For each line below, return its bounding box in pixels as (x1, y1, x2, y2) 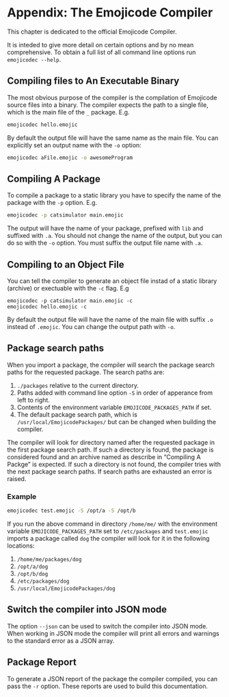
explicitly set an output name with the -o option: (7, 140, 142, 149)
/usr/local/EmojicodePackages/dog (16, 585, 116, 592)
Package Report (7, 657, 77, 668)
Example (7, 491, 37, 501)
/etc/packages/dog (16, 578, 70, 585)
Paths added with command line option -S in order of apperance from (16, 389, 213, 397)
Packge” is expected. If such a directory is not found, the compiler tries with (7, 460, 221, 468)
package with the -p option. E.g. (7, 199, 98, 207)
